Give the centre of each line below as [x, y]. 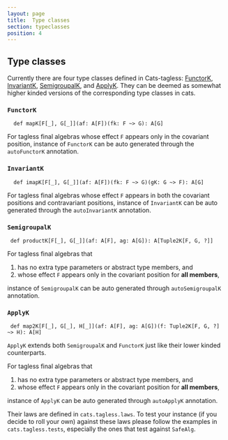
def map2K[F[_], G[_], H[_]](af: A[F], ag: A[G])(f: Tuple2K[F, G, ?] [115, 326]
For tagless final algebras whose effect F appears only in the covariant [108, 137]
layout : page [26, 14]
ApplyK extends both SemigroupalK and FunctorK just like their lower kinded [114, 345]
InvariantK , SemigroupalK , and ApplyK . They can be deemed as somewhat [114, 86]
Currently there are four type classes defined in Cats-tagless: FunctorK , [110, 78]
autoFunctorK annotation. [43, 151]
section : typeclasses [39, 26]
